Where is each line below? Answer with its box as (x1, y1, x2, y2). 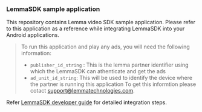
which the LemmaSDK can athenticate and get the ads (30, 68, 166, 75)
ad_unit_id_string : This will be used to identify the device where (30, 74, 192, 82)
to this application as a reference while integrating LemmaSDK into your (6, 25, 185, 32)
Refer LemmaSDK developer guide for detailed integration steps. (6, 99, 168, 106)
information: (21, 50, 51, 57)
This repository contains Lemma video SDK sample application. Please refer (6, 19, 195, 26)
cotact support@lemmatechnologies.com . (30, 87, 135, 94)
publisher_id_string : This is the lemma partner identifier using (30, 61, 189, 68)
